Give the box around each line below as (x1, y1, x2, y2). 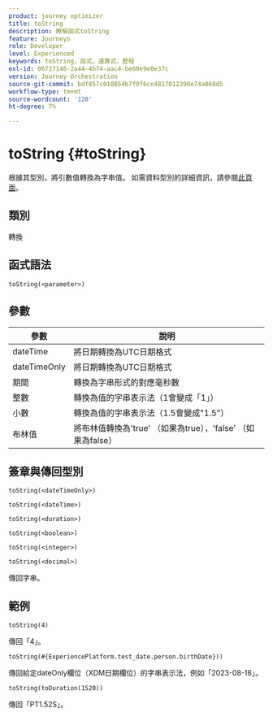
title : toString (8, 20, 63, 28)
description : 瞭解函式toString (8, 27, 110, 35)
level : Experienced (8, 50, 75, 58)
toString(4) (8, 621, 49, 630)
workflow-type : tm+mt (8, 87, 82, 96)
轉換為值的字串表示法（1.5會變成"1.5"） (73, 407, 229, 419)
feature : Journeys (8, 34, 71, 43)
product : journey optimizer (8, 11, 104, 20)
